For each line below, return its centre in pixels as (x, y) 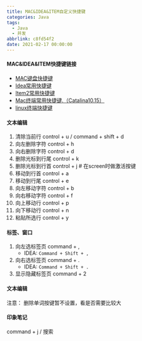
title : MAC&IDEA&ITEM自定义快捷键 (46, 12)
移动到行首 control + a (42, 173)
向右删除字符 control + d (45, 152)
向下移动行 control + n (42, 211)
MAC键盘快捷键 (34, 78)
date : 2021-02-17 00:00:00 (40, 45)
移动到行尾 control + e (42, 181)
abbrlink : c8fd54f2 (31, 39)
